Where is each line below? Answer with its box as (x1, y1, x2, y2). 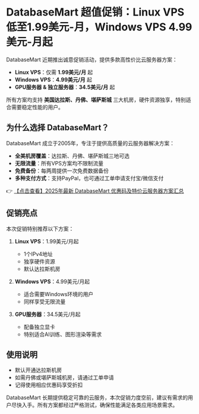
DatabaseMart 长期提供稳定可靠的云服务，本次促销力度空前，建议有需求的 (6, 394, 188, 402)
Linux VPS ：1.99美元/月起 (14, 237, 79, 244)
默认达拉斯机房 (23, 265, 61, 272)
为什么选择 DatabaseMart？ (6, 123, 109, 133)
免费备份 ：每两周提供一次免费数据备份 (14, 167, 109, 174)
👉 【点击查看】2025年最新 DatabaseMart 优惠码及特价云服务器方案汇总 (6, 187, 184, 194)
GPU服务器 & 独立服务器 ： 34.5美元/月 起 (14, 83, 115, 90)
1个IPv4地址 (23, 250, 53, 258)
